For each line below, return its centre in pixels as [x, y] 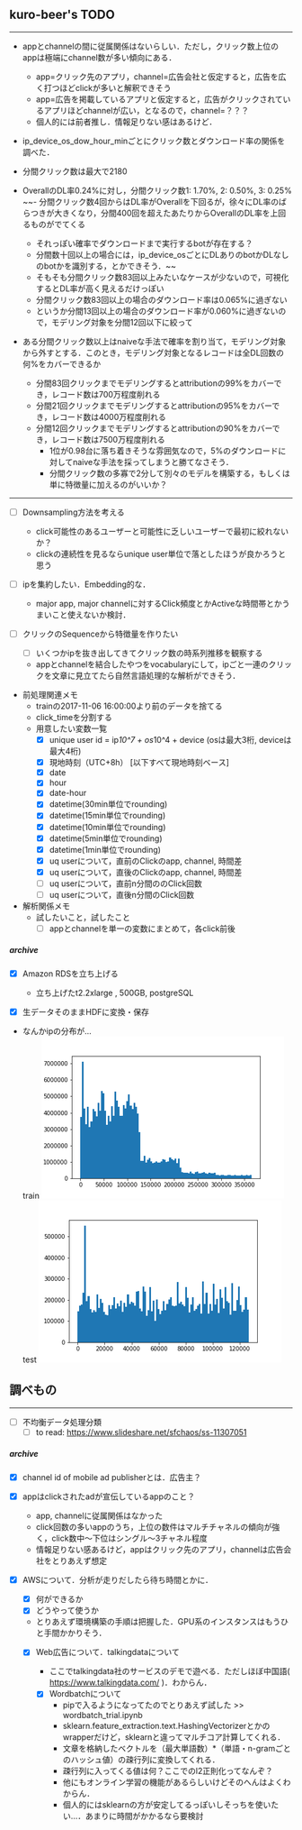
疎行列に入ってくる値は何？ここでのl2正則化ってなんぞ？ [168, 1771]
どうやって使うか [67, 1610]
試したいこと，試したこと [83, 917]
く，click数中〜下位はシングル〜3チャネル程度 [122, 1538]
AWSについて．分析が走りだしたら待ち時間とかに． [117, 1580]
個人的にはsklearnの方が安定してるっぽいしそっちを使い [167, 1805]
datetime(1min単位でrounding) [105, 849]
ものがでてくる [58, 224]
